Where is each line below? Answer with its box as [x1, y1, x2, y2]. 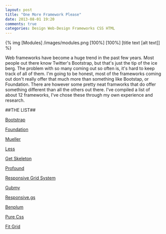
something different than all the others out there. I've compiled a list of [5, 87, 150, 93]
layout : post [5, 7, 32, 13]
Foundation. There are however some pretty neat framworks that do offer [5, 81, 156, 88]
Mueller [5, 136, 21, 142]
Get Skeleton [5, 156, 32, 162]
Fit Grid [5, 223, 20, 229]
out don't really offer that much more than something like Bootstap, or [5, 76, 149, 82]
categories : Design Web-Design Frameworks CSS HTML [5, 26, 115, 31]
